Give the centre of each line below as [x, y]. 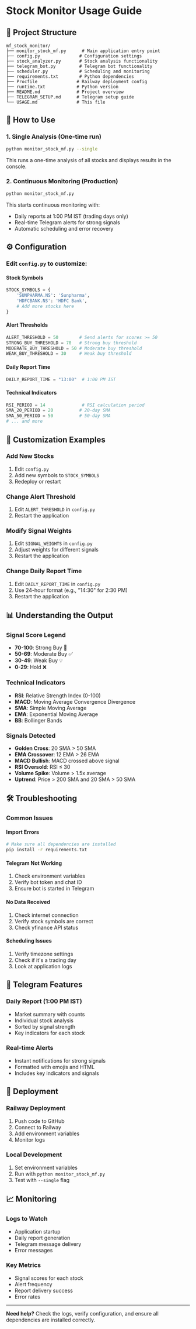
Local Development [34, 1155]
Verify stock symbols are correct [54, 921]
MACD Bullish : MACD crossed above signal [67, 761]
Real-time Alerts [30, 1048]
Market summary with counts [50, 1014]
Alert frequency [33, 1284]
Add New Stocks [30, 456]
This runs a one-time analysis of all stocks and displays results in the [89, 160]
